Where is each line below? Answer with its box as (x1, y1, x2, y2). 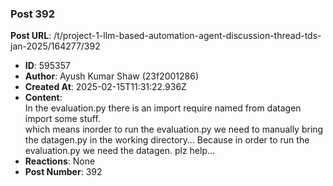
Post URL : (10, 30, 52, 42)
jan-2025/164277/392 (10, 40, 101, 52)
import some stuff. (24, 113, 101, 125)
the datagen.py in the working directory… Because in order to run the (24, 134, 310, 146)
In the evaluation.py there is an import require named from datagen (24, 102, 302, 114)
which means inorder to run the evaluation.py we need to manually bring (24, 123, 324, 136)
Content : (24, 92, 63, 104)
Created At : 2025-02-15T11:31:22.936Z (24, 81, 187, 93)
